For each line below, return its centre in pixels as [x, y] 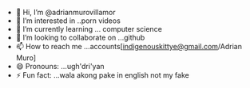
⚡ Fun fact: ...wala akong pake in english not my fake [102, 75]
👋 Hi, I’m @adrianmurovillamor [65, 12]
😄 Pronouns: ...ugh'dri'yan [60, 66]
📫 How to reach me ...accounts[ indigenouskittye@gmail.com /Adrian [129, 46]
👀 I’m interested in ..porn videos [68, 21]
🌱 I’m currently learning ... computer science [89, 29]
